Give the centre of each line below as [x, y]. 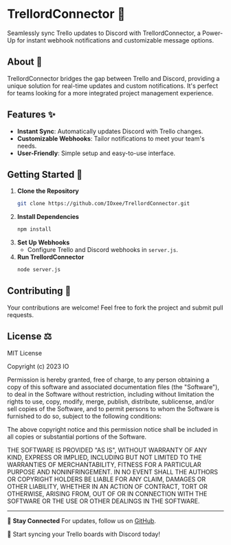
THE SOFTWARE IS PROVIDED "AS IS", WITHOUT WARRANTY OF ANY [107, 450]
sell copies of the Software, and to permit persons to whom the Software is [113, 408]
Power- [213, 33]
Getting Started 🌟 [45, 174]
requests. [21, 314]
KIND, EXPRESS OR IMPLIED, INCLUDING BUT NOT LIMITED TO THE [104, 457]
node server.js [39, 270]
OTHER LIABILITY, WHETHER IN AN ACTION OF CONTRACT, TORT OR [107, 486]
